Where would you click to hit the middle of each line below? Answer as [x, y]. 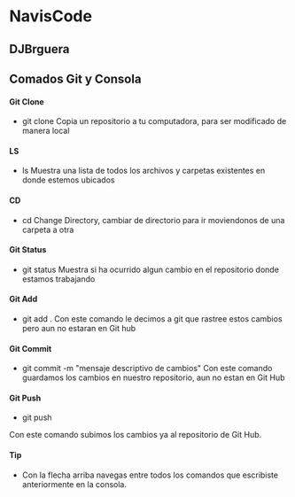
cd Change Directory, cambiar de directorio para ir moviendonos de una [153, 220]
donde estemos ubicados [68, 180]
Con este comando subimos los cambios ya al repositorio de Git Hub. [136, 435]
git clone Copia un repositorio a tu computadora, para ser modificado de [154, 121]
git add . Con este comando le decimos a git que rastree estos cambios [152, 318]
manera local [46, 131]
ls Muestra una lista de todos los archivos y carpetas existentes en [144, 171]
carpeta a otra [48, 229]
